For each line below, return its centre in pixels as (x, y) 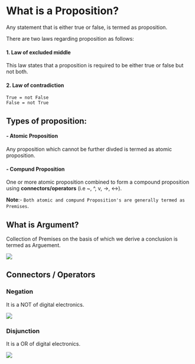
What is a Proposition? (63, 11)
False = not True (27, 103)
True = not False (27, 98)
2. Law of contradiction (35, 85)
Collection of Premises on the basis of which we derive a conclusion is (92, 239)
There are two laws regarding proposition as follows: (70, 38)
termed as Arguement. (33, 245)
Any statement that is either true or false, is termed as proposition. (87, 27)
